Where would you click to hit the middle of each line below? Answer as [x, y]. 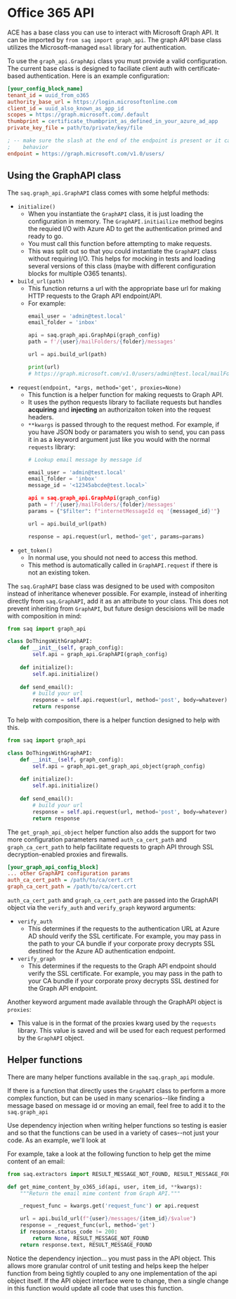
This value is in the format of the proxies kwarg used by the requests [117, 1023]
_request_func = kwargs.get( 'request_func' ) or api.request [110, 1206]
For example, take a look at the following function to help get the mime [109, 1154]
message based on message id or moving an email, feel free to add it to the [117, 1105]
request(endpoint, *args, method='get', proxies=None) [99, 388]
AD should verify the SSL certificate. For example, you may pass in [124, 936]
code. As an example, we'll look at [57, 1140]
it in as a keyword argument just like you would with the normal [119, 439]
